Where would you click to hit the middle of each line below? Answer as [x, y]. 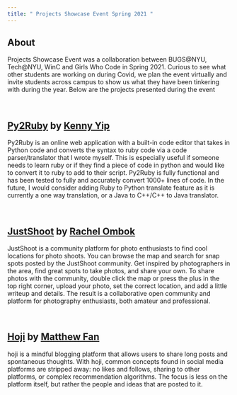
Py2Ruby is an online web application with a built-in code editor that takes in [118, 143]
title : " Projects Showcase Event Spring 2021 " [80, 14]
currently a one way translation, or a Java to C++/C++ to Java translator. [113, 195]
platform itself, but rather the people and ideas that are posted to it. [105, 384]
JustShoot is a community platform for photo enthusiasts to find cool [107, 248]
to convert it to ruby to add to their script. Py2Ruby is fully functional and [113, 173]
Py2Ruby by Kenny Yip [59, 126]
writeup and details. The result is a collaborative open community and [109, 294]
